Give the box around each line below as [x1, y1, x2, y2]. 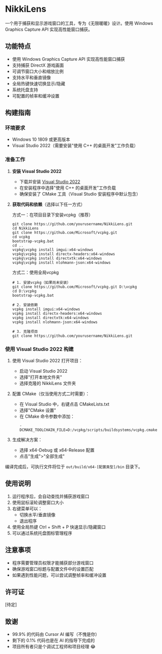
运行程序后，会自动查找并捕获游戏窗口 [12, 493, 89, 499]
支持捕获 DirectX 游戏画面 [12, 62, 64, 68]
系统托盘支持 [12, 87, 38, 93]
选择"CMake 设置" [19, 407, 56, 413]
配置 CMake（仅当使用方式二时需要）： [12, 391, 90, 397]
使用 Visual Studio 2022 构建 [5, 346, 74, 352]
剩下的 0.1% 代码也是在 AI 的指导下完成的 [12, 637, 95, 643]
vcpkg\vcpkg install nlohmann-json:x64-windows [12, 260, 111, 265]
